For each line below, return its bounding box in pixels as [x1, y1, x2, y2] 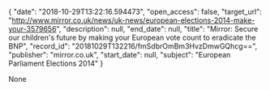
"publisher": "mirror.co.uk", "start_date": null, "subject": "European [8, 50, 231, 59]
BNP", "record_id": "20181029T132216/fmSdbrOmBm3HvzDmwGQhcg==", [8, 41, 258, 51]
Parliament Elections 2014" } [8, 58, 104, 68]
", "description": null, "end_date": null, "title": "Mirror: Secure [56, 24, 259, 33]
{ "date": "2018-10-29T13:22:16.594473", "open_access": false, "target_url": [8, 7, 262, 16]
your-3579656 [8, 24, 57, 33]
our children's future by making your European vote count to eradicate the [8, 32, 257, 42]
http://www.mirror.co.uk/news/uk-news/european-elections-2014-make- [11, 15, 255, 25]
